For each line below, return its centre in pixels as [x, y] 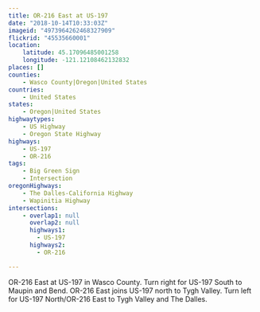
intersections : [33, 208]
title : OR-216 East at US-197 [58, 16]
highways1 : [47, 230]
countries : [26, 90]
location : [25, 45]
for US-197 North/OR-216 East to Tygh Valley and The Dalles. [108, 298]
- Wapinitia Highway [56, 201]
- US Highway [44, 127]
